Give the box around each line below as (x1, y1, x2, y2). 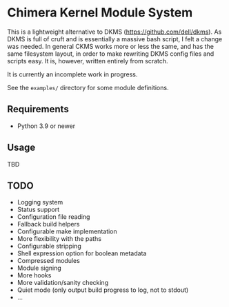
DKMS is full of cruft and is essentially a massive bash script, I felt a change (7, 34, 223, 43)
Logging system (17, 198, 63, 207)
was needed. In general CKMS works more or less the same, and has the (7, 42, 214, 50)
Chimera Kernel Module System (7, 5, 193, 21)
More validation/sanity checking (17, 279, 109, 287)
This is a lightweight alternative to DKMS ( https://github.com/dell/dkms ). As (7, 28, 222, 36)
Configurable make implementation (17, 227, 117, 235)
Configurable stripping (17, 242, 81, 251)
